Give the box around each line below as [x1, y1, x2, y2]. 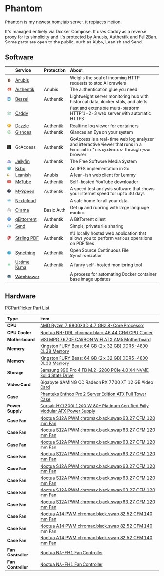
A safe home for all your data [70, 197, 128, 203]
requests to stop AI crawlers [70, 80, 126, 85]
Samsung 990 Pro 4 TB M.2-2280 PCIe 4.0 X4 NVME [40, 367, 149, 373]
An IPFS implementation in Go [70, 165, 130, 171]
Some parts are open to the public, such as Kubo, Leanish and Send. [5, 39, 143, 44]
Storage [7, 370, 24, 376]
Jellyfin [15, 158, 30, 164]
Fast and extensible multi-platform [70, 106, 140, 111]
